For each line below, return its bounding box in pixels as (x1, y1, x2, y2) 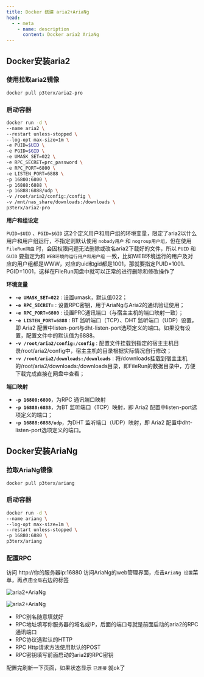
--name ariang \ (6, 515, 47, 522)
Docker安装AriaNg (6, 446, 78, 457)
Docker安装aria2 (6, 56, 71, 66)
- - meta (12, 20, 34, 26)
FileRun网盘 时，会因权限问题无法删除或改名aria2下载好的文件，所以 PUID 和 (6, 245, 196, 252)
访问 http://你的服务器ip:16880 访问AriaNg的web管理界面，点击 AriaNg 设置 (6, 569, 193, 576)
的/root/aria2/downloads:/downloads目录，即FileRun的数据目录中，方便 (15, 362, 196, 369)
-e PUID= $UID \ (6, 142, 45, 148)
